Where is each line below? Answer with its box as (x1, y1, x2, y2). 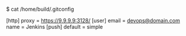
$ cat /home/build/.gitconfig (6, 6, 74, 12)
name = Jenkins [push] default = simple (6, 24, 103, 30)
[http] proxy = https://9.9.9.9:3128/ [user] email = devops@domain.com (6, 17, 180, 24)
